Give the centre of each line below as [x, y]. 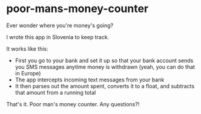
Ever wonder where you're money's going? [60, 25]
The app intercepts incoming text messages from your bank [90, 80]
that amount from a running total [55, 92]
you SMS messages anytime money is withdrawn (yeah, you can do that [105, 67]
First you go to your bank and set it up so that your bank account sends [104, 60]
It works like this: [27, 49]
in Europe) [28, 73]
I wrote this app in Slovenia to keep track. [58, 37]
